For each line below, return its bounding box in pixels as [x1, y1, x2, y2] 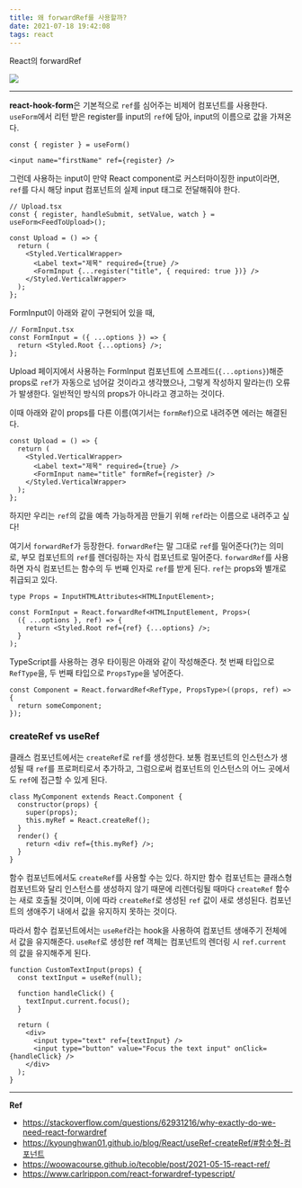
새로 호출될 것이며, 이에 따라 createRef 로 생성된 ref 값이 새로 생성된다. [18, 894, 268, 905]
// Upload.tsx [9, 202, 63, 211]
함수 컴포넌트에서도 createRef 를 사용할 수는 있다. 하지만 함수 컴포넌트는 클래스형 [9, 871, 293, 882]
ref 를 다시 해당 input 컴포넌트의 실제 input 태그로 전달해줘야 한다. [9, 184, 241, 195]
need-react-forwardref [22, 1126, 108, 1138]
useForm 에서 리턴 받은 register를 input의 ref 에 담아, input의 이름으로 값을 [9, 112, 268, 122]
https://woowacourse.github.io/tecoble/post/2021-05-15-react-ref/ [22, 1158, 271, 1169]
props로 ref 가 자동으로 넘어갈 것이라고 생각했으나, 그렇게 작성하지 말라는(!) [9, 377, 274, 388]
